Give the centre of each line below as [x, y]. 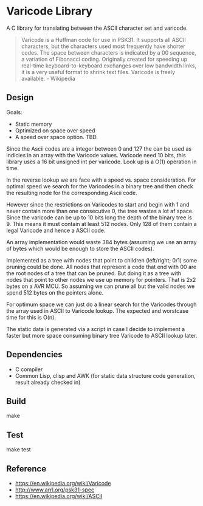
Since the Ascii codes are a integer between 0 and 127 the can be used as [99, 149]
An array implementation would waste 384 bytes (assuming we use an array [101, 242]
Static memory [33, 124]
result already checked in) [48, 382]
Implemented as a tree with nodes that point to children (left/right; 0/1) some [102, 260]
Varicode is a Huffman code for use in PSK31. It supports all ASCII [104, 39]
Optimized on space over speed [55, 130]
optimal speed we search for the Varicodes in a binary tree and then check [100, 186]
